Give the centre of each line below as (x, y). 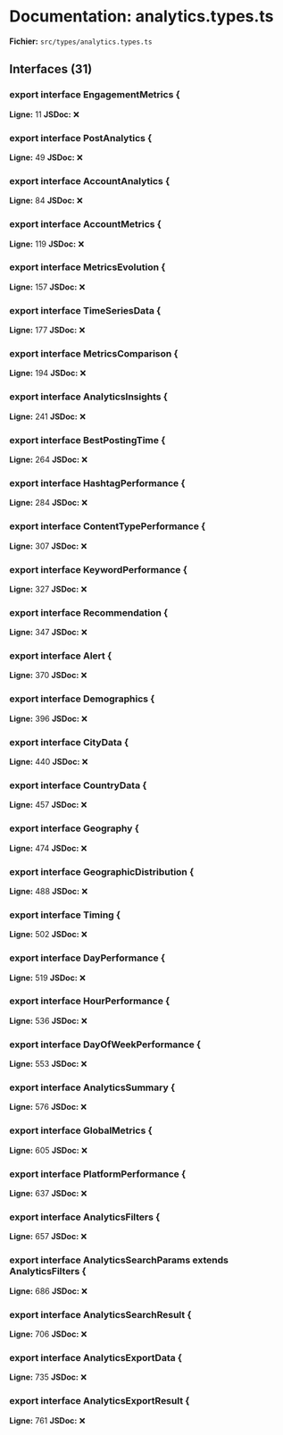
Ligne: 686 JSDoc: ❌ (48, 1291)
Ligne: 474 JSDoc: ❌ (48, 848)
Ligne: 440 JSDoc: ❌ (49, 762)
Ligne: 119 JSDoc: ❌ (47, 244)
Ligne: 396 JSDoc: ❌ (48, 718)
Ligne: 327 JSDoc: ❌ (48, 589)
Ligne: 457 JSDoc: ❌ (48, 805)
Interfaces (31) (51, 69)
